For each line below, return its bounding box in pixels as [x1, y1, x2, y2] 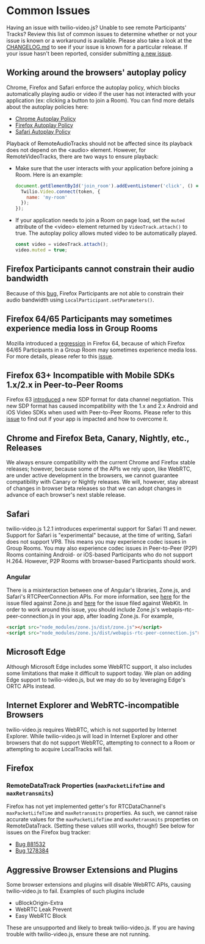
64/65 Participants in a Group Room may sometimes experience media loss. [6, 346, 197, 353]
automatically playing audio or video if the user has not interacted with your [6, 90, 196, 98]
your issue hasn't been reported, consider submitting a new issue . [6, 49, 173, 57]
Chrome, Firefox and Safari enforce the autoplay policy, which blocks [6, 84, 180, 91]
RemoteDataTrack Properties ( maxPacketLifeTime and [6, 781, 165, 790]
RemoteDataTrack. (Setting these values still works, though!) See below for [6, 822, 195, 830]
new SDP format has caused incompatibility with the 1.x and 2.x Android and [6, 402, 198, 409]
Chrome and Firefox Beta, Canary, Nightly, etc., [6, 433, 190, 443]
